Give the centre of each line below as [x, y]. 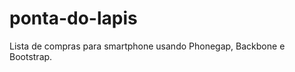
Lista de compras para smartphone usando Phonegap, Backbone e [147, 46]
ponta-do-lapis [73, 18]
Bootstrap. [31, 56]
